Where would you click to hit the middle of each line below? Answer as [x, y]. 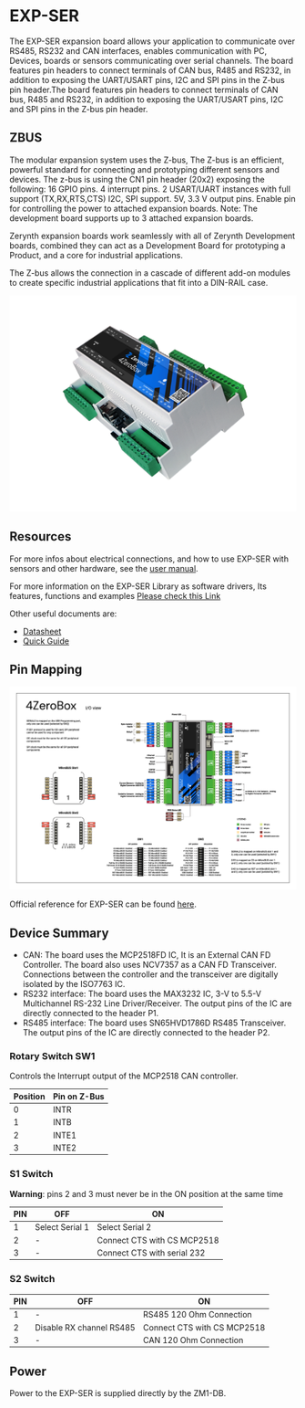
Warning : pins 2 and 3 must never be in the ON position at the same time [147, 1193]
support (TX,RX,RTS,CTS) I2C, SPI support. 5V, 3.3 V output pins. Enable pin [152, 198]
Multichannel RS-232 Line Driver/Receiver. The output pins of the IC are [157, 1003]
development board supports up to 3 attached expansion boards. [132, 218]
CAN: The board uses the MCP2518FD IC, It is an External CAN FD [147, 955]
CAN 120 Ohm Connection [193, 1340]
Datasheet [42, 631]
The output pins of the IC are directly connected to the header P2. [146, 1033]
